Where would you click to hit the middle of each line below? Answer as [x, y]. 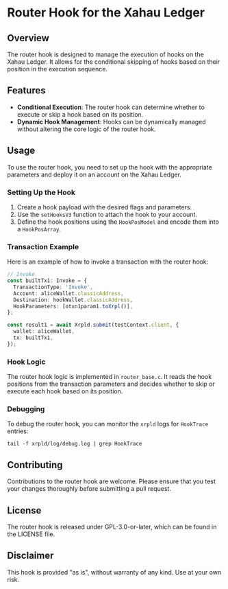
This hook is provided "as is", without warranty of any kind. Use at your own [114, 572]
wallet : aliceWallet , [44, 332]
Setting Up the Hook [41, 192]
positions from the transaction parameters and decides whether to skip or [111, 384]
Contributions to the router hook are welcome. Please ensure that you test [111, 481]
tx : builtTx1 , [33, 338]
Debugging [26, 409]
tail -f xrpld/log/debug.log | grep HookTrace [75, 444]
